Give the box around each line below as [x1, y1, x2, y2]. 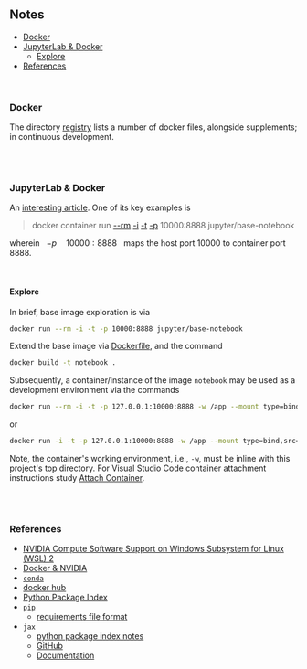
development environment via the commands [9, 385, 180, 396]
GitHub [36, 641, 64, 652]
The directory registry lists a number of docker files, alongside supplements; [9, 122, 298, 133]
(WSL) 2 [22, 553, 55, 564]
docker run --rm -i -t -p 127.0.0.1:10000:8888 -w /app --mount [9, 402, 259, 411]
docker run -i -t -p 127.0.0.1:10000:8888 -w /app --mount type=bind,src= [9, 437, 301, 446]
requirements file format [36, 611, 128, 622]
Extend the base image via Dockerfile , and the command [9, 341, 223, 352]
